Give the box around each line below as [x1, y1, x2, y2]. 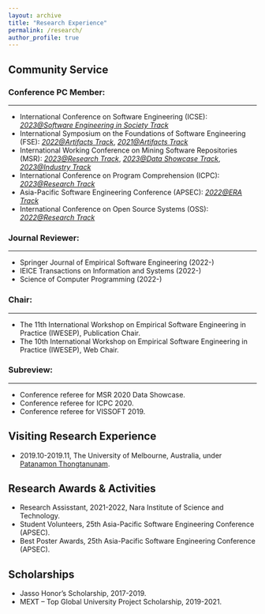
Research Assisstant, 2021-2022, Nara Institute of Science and [19, 503, 224, 512]
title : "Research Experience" [8, 19, 108, 27]
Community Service [8, 62, 109, 76]
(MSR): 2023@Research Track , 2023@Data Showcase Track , [19, 153, 221, 163]
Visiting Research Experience [8, 430, 157, 443]
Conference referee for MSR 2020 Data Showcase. [19, 390, 185, 399]
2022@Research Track [19, 213, 95, 222]
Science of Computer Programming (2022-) [19, 274, 162, 284]
